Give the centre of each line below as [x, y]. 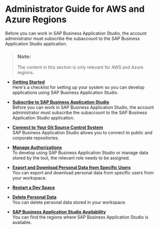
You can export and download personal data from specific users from [83, 173]
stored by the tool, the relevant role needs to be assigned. [71, 158]
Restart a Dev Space [34, 188]
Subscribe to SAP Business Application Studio [61, 102]
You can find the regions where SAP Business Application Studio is [80, 217]
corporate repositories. [36, 138]
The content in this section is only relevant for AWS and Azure [80, 67]
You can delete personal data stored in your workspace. [69, 202]
